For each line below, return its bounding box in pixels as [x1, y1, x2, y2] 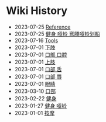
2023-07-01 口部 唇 [14, 73, 63, 80]
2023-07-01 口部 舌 [14, 65, 63, 72]
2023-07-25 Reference [14, 23, 71, 30]
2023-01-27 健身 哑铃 [14, 102, 67, 109]
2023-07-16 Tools [14, 37, 59, 44]
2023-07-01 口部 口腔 [14, 51, 67, 58]
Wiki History [6, 4, 68, 18]
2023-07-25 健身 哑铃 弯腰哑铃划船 [14, 30, 100, 37]
